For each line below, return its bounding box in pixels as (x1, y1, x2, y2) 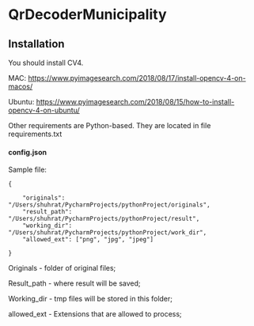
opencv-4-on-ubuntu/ (8, 105, 81, 115)
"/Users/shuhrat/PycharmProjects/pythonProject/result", (8, 215, 200, 223)
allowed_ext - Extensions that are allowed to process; (8, 309, 182, 319)
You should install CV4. (8, 58, 84, 67)
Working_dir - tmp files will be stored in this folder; (8, 294, 172, 304)
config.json (8, 147, 47, 157)
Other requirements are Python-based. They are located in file (8, 121, 211, 130)
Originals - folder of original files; (8, 263, 116, 273)
